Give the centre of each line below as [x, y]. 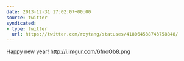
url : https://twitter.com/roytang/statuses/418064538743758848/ [95, 34]
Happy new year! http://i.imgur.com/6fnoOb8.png [69, 51]
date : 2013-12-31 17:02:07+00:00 [49, 12]
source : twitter [27, 18]
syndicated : [21, 23]
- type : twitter [27, 29]
